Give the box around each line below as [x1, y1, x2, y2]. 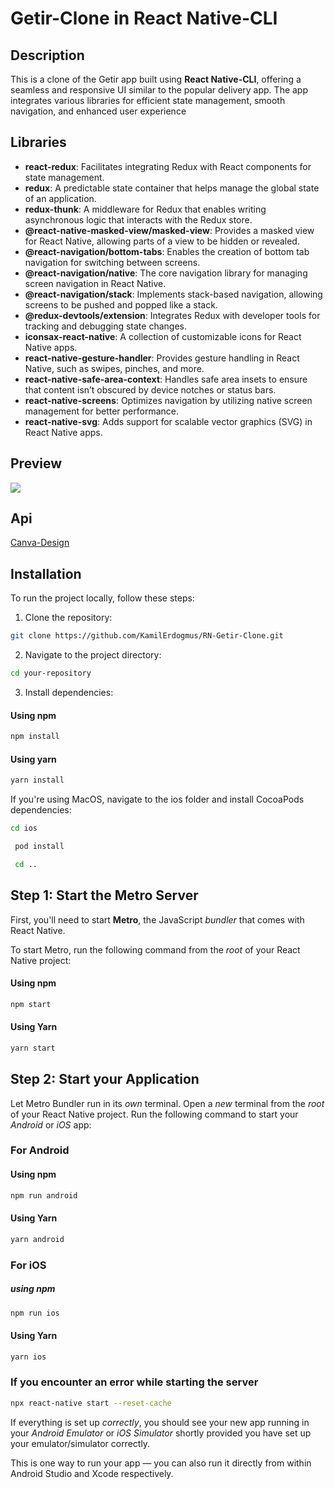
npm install [10, 732, 60, 742]
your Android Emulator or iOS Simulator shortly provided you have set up [10, 1427, 312, 1439]
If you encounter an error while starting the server [10, 1375, 259, 1389]
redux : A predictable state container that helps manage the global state [24, 182, 320, 194]
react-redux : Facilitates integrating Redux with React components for [24, 160, 312, 172]
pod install [14, 842, 65, 852]
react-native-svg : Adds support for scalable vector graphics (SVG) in [24, 415, 313, 427]
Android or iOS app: [10, 1118, 92, 1131]
